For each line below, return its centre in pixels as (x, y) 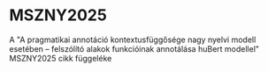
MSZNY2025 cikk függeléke (61, 58)
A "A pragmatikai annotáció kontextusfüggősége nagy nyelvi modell (133, 40)
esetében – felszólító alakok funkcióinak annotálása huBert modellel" (134, 48)
